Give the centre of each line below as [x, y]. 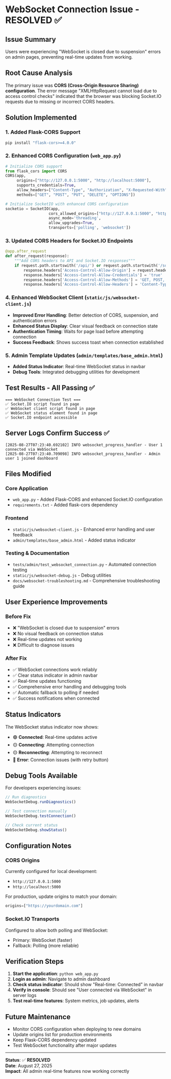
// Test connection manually [36, 811]
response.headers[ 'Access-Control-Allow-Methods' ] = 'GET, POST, [94, 280]
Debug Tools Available [41, 776]
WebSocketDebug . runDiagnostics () [41, 802]
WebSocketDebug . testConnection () [41, 816]
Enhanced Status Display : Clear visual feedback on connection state [85, 326]
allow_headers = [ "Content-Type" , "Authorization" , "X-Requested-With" [92, 190]
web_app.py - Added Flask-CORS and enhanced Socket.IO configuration [88, 499]
